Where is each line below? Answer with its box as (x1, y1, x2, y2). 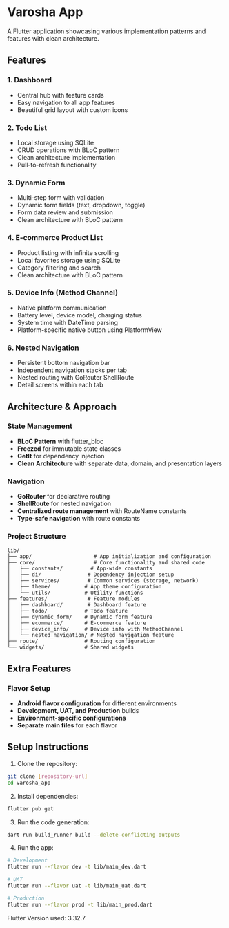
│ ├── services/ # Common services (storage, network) (7, 577, 199, 584)
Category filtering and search (17, 263, 101, 272)
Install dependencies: (17, 792, 79, 800)
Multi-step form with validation (17, 194, 105, 202)
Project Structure (7, 532, 66, 541)
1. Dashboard (7, 75, 52, 85)
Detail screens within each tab (17, 381, 103, 389)
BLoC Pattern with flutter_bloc (17, 437, 104, 445)
